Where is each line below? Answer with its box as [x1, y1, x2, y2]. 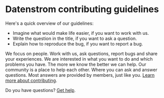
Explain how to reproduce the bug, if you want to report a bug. [12, 40, 143, 46]
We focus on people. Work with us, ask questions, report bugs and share [5, 51, 158, 57]
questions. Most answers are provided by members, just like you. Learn [5, 72, 155, 78]
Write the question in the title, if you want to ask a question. [12, 35, 137, 41]
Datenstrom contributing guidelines [5, 4, 159, 15]
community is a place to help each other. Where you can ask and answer [5, 67, 157, 73]
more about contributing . [5, 77, 57, 83]
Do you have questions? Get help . [5, 87, 76, 93]
